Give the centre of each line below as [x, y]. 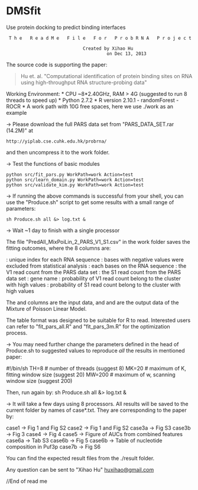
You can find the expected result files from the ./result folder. [80, 458]
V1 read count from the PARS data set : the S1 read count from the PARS [94, 272]
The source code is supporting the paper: [57, 65]
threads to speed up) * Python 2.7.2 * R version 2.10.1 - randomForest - [92, 100]
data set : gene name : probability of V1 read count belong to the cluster [94, 278]
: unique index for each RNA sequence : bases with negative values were [95, 259]
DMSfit [24, 11]
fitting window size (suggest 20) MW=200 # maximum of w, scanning [91, 375]
